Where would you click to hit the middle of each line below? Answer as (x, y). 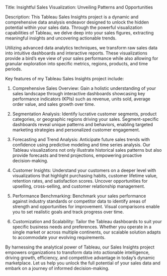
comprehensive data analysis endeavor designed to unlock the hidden (77, 22)
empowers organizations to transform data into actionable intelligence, (78, 252)
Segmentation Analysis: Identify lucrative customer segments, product (84, 114)
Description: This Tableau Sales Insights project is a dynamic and (72, 17)
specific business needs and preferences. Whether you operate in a (82, 227)
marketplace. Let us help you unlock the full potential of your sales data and (83, 263)
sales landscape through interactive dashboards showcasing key (79, 94)
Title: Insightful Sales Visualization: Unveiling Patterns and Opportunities (79, 7)
